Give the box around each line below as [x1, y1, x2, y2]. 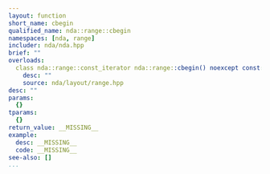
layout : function [8, 11, 67, 20]
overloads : [8, 57, 45, 65]
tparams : [8, 109, 38, 117]
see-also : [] [8, 153, 52, 161]
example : [8, 131, 38, 139]
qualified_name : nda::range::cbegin [8, 26, 131, 34]
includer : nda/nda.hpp [8, 42, 84, 50]
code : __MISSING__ [15, 146, 78, 154]
